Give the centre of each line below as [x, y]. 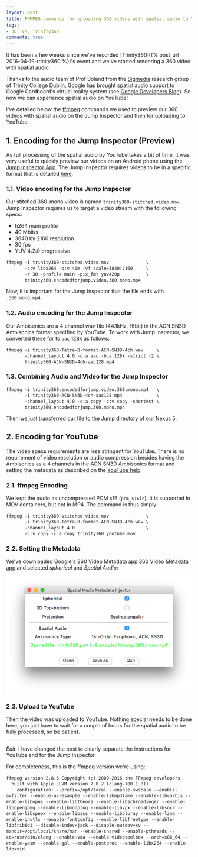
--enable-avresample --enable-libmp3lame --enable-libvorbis [106, 796]
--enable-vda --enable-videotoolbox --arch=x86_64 [117, 837]
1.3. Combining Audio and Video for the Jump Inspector [87, 377]
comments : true [25, 38]
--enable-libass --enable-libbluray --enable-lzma [112, 814]
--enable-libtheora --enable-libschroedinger [103, 802]
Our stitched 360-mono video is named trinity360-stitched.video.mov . [94, 202]
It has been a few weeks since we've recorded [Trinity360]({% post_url [93, 55]
